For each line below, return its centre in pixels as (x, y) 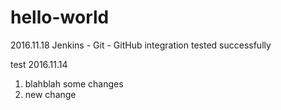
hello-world (60, 17)
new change (50, 94)
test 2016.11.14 (39, 64)
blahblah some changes (74, 83)
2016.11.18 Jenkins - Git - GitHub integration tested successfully (141, 45)
